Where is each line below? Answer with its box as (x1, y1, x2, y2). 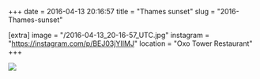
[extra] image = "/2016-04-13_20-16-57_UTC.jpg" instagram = (8, 31, 210, 39)
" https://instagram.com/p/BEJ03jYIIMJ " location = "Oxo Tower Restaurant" (8, 39, 253, 48)
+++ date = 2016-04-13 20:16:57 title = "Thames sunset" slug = (8, 7, 216, 16)
